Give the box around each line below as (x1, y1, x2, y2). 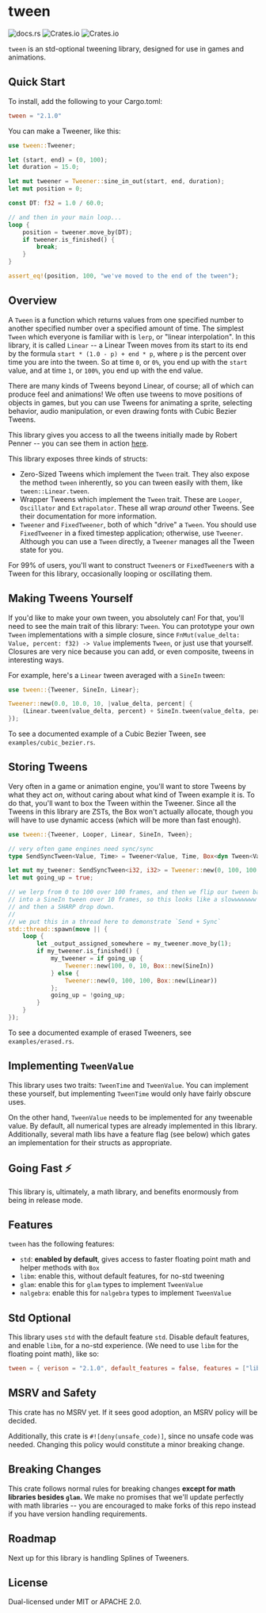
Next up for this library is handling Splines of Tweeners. (8, 1553, 190, 1562)
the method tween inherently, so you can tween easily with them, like (19, 477, 243, 487)
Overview (8, 294, 58, 308)
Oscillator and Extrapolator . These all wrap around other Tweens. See (19, 503, 255, 512)
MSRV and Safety (8, 1386, 97, 1400)
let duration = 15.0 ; (8, 163, 80, 171)
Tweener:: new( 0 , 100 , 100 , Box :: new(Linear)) (64, 976, 218, 985)
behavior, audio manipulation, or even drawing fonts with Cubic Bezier (8, 406, 237, 416)
